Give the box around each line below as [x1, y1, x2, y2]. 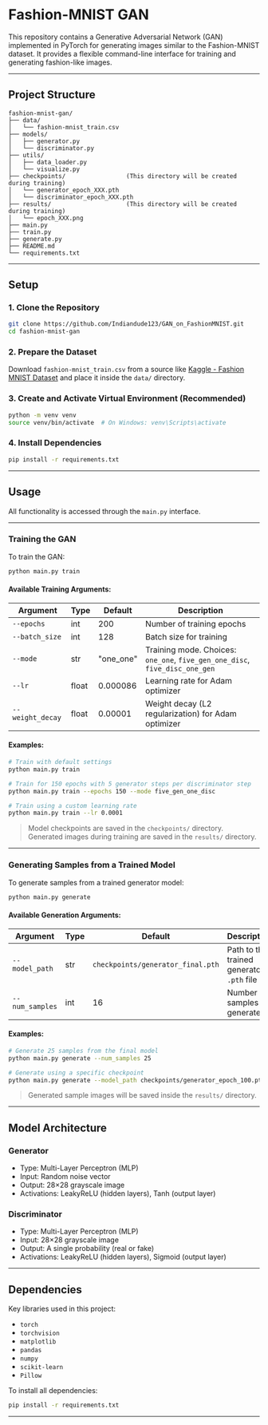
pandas [19, 1347, 42, 1355]
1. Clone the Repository [8, 302, 100, 313]
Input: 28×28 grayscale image [19, 1235, 120, 1245]
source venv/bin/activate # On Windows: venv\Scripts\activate [8, 418, 227, 426]
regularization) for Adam [144, 708, 237, 719]
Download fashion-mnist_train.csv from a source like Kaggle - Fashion [8, 365, 245, 374]
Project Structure [8, 88, 96, 101]
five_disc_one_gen [144, 664, 215, 673]
